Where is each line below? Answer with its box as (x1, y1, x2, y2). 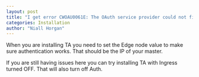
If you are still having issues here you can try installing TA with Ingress (6, 59, 178, 66)
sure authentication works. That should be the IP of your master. (6, 48, 163, 55)
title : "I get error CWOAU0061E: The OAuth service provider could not (6, 14, 187, 20)
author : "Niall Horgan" (6, 25, 65, 31)
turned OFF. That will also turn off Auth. (6, 66, 102, 73)
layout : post (6, 8, 38, 15)
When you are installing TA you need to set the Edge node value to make (6, 41, 184, 49)
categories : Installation (6, 20, 70, 25)
